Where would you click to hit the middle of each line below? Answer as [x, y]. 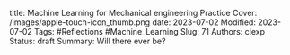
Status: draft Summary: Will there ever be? [88, 41]
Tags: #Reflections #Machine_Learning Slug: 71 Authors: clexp [149, 31]
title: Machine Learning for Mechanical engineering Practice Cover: [133, 13]
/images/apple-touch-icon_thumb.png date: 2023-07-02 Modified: [132, 22]
